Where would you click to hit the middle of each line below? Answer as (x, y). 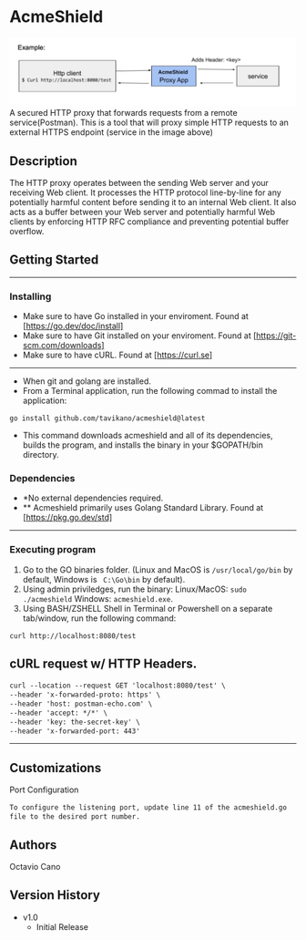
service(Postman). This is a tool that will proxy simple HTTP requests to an (149, 123)
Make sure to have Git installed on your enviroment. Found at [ (139, 336)
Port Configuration (44, 790)
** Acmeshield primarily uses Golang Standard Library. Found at (143, 508)
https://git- (276, 336)
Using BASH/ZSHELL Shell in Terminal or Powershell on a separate (148, 608)
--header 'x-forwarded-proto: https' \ (85, 695)
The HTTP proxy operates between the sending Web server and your (139, 182)
